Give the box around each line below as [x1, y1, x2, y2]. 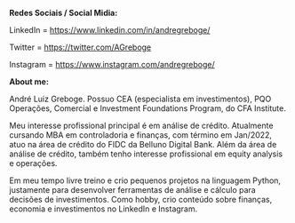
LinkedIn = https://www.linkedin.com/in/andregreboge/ [9, 25, 211, 35]
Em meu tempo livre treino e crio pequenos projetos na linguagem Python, [9, 175, 282, 186]
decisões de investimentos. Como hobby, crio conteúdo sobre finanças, [9, 195, 273, 204]
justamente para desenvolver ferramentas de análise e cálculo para [9, 185, 256, 195]
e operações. [9, 158, 58, 168]
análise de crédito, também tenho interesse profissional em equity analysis [9, 148, 283, 159]
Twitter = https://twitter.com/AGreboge [9, 42, 152, 52]
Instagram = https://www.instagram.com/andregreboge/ [9, 60, 215, 69]
